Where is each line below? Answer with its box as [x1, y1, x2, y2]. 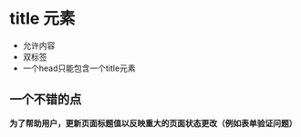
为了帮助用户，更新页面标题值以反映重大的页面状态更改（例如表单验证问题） [9, 117, 297, 128]
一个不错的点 [9, 92, 82, 107]
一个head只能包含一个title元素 [22, 63, 136, 73]
